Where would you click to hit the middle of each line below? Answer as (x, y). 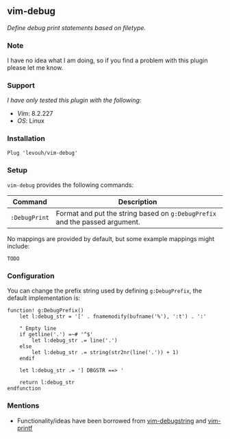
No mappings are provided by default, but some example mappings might (111, 239)
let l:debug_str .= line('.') (75, 341)
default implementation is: (44, 298)
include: (18, 246)
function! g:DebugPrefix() (46, 311)
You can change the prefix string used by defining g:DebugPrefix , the (105, 291)
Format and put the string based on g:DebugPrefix (136, 213)
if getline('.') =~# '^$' (56, 335)
